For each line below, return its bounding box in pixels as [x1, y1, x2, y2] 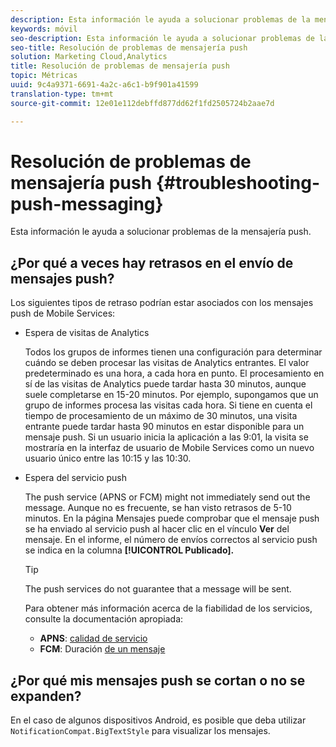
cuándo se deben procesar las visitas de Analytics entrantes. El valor [24, 357, 310, 369]
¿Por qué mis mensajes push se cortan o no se [10, 672, 306, 689]
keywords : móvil [10, 24, 78, 34]
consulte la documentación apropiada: [24, 613, 184, 625]
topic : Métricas [10, 71, 78, 81]
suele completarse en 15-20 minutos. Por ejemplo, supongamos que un [24, 389, 319, 401]
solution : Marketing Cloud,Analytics [10, 52, 168, 62]
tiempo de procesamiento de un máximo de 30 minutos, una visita [24, 410, 298, 422]
